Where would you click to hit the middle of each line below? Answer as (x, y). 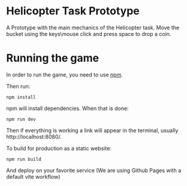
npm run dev (21, 119)
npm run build (24, 159)
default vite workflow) (33, 176)
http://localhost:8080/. (34, 136)
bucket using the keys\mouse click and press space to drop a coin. (89, 33)
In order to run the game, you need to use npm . (64, 74)
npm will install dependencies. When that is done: (67, 108)
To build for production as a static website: (59, 148)
